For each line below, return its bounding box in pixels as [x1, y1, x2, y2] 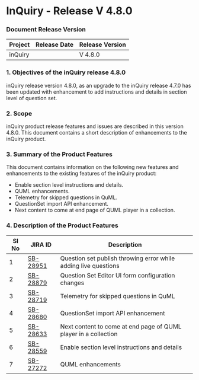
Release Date [35, 40, 74, 49]
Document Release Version [6, 25, 86, 34]
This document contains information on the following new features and [6, 164, 179, 171]
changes [60, 279, 85, 287]
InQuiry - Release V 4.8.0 [6, 4, 133, 18]
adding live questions [60, 261, 120, 270]
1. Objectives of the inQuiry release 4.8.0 [6, 68, 126, 76]
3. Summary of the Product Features [6, 150, 113, 158]
